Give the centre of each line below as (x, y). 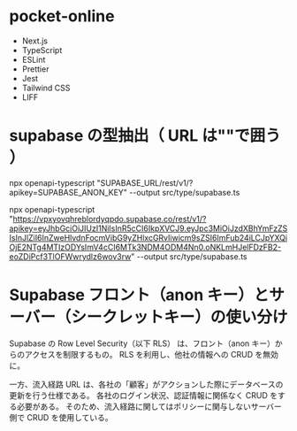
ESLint (34, 59)
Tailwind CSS (46, 88)
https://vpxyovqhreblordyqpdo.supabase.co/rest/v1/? (110, 219)
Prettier (35, 69)
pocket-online (62, 16)
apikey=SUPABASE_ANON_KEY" (69, 192)
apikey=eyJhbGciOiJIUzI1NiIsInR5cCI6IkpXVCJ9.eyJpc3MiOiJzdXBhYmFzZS (148, 228)
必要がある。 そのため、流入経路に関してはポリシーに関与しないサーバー (149, 406)
